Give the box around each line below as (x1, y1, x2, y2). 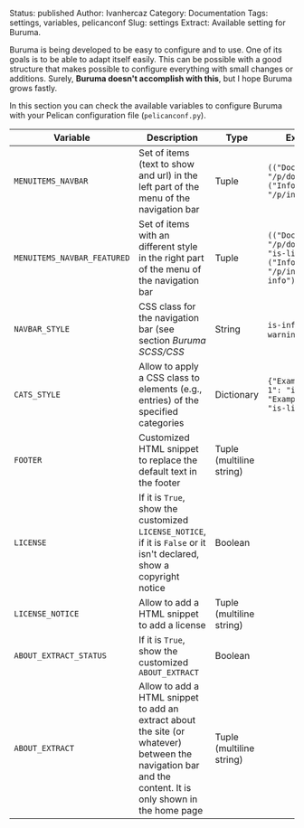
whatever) (138, 737, 183, 748)
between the (138, 748, 193, 760)
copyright (138, 570, 180, 582)
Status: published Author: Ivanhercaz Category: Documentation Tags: (9, 8, 269, 18)
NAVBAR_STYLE (14, 325, 71, 334)
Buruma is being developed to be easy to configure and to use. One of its (9, 44, 282, 55)
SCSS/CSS (138, 345, 185, 358)
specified (138, 406, 179, 418)
